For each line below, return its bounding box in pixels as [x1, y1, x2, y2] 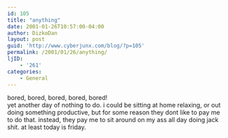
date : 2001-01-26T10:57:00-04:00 [7, 23, 105, 30]
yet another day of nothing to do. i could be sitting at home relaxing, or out [7, 101, 221, 110]
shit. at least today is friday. [7, 123, 86, 132]
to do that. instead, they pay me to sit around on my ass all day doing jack [7, 116, 219, 124]
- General [20, 74, 49, 82]
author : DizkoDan [7, 29, 58, 37]
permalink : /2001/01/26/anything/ [7, 49, 108, 56]
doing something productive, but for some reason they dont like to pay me [7, 108, 220, 117]
